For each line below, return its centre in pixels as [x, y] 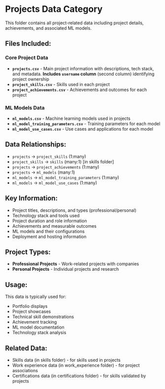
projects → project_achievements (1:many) [56, 167]
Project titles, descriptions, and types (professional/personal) [74, 210]
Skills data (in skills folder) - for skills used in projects [66, 360]
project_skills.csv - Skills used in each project [61, 84]
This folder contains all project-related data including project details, [74, 23]
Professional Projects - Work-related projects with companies [76, 264]
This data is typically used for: [36, 297]
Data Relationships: [36, 145]
